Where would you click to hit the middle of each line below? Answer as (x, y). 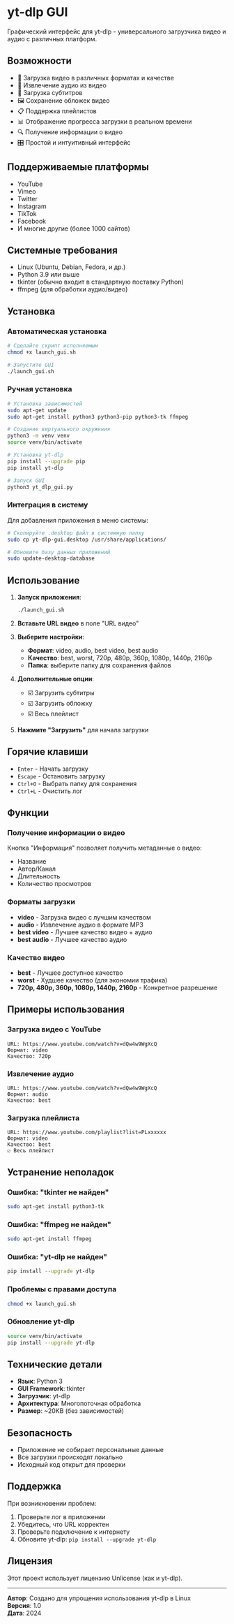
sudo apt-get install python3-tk (56, 1207)
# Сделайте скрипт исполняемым (53, 346)
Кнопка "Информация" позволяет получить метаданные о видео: (104, 848)
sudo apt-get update (37, 410)
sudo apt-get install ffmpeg (49, 1239)
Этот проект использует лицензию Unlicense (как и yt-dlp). (95, 1578)
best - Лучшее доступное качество (70, 973)
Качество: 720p (29, 1056)
